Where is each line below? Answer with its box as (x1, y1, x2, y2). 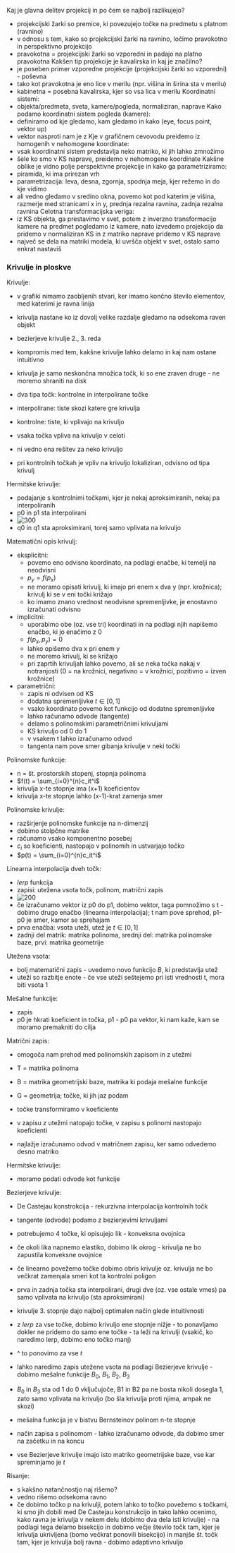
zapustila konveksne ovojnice (16, 1250, 103, 1259)
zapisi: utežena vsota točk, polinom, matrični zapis (16, 885, 163, 894)
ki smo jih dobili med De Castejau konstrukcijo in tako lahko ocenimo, (16, 1508, 217, 1516)
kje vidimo (16, 185, 47, 193)
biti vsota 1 (16, 981, 49, 989)
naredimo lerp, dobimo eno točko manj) (16, 1335, 132, 1343)
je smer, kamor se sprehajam (26, 916, 110, 924)
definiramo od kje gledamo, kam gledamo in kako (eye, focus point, (16, 117, 212, 126)
